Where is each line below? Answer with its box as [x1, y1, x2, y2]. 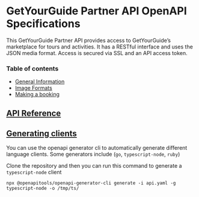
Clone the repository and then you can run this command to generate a [6, 162, 182, 169]
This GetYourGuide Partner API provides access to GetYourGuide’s [6, 37, 171, 44]
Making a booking [14, 91, 60, 98]
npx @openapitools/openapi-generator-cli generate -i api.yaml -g [6, 180, 176, 186]
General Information [14, 78, 65, 85]
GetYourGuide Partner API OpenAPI [6, 4, 188, 18]
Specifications [6, 17, 81, 31]
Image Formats [14, 84, 52, 92]
